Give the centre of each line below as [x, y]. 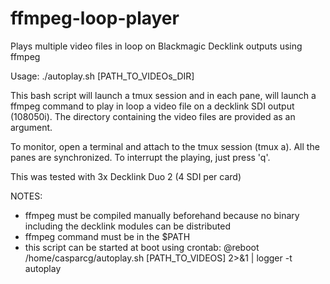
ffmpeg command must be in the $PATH [107, 236]
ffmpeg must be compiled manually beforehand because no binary [162, 215]
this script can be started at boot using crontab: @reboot [142, 247]
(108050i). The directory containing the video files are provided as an [153, 116]
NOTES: [26, 196]
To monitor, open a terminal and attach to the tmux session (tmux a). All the [165, 146]
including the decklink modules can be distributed [127, 226]
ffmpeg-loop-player [95, 18]
